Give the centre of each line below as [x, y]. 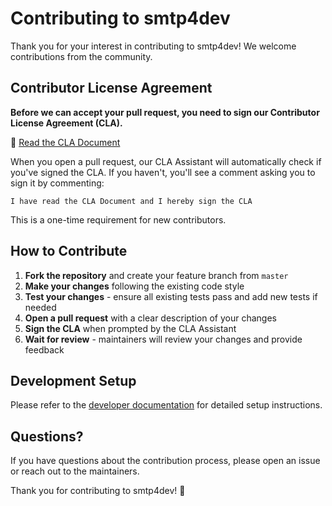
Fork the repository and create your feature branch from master [156, 275]
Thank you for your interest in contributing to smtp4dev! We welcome [153, 46]
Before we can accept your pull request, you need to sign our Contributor [165, 112]
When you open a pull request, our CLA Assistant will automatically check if [166, 161]
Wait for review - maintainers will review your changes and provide [163, 339]
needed [40, 307]
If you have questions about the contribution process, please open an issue [165, 461]
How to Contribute [69, 251]
